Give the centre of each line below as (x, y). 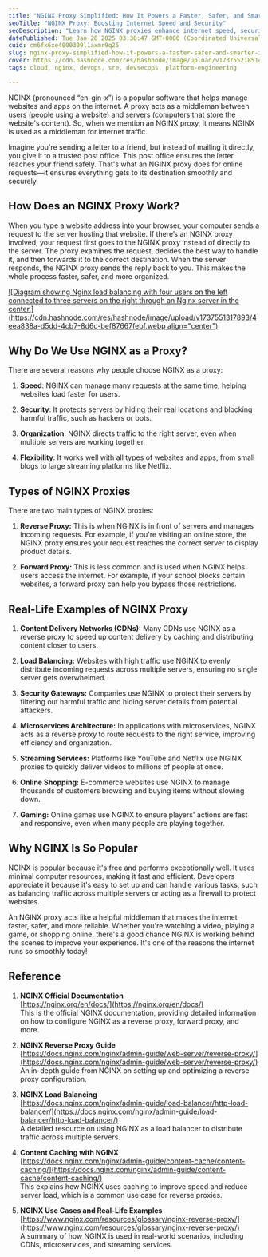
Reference (35, 976)
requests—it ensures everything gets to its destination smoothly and (120, 172)
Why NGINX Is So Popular (73, 848)
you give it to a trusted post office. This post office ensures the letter (121, 155)
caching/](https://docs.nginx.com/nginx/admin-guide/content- (122, 1169)
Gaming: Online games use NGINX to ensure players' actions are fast (134, 815)
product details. (45, 552)
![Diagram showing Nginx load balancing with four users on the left (118, 292)
